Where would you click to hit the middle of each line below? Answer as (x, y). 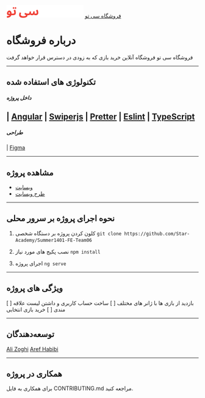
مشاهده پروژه (30, 172)
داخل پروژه (19, 98)
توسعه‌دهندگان (31, 334)
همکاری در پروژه (34, 374)
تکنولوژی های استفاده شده (51, 82)
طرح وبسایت (30, 194)
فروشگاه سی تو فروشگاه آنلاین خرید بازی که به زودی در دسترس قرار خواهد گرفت (100, 57)
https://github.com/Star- (157, 233)
